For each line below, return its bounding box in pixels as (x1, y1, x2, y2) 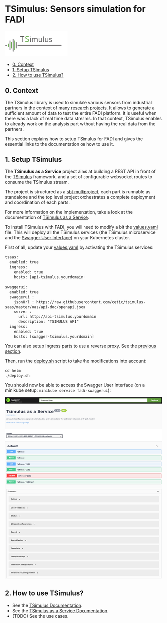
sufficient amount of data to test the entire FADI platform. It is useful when (5, 110, 157, 116)
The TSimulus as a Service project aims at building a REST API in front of (5, 168, 156, 175)
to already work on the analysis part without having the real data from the (5, 121, 156, 127)
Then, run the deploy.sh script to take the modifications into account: (5, 358, 147, 364)
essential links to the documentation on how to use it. (5, 141, 114, 147)
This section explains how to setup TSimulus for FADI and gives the (5, 136, 143, 142)
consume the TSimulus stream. (5, 179, 69, 185)
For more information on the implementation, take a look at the (5, 209, 133, 215)
